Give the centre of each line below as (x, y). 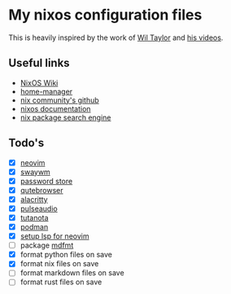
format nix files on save (59, 264)
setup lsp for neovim (54, 236)
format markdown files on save (72, 273)
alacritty (34, 199)
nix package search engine (65, 117)
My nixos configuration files (105, 15)
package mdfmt (47, 245)
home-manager (46, 91)
